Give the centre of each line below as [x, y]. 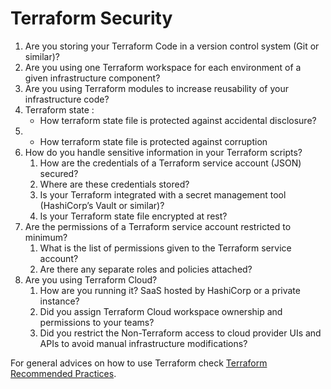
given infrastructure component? [92, 78]
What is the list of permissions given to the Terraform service [165, 248]
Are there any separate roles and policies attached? [146, 269]
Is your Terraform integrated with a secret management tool [163, 194]
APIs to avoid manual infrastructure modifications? [143, 343]
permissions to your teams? [97, 322]
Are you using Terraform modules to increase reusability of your [156, 88]
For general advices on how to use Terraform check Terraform [139, 363]
